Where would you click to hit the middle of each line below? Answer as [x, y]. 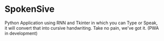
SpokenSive [30, 9]
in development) [21, 33]
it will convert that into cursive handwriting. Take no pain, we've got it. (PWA [82, 28]
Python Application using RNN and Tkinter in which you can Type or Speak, [81, 23]
